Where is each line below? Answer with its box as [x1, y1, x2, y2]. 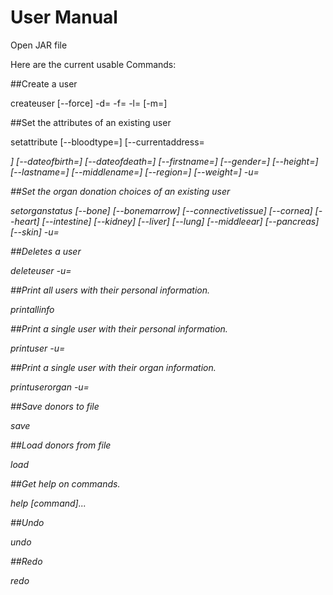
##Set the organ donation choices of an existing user [10, 185, 231, 197]
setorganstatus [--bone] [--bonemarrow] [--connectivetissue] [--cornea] [10, 204, 313, 216]
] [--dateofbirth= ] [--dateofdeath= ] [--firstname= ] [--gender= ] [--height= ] [10, 155, 319, 167]
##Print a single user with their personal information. [10, 322, 228, 335]
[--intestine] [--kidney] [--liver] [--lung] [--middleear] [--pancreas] [41, 215, 320, 227]
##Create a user [10, 77, 78, 90]
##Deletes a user [10, 245, 82, 257]
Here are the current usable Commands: [10, 58, 177, 70]
